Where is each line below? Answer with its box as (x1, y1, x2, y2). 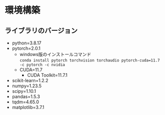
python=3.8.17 (12, 40, 41, 46)
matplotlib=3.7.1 (12, 104, 44, 110)
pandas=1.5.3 (12, 94, 40, 99)
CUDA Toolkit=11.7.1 (27, 72, 68, 78)
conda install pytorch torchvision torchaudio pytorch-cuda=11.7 (19, 58, 160, 63)
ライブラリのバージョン (5, 26, 78, 35)
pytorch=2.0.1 (12, 45, 41, 51)
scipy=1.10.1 (12, 88, 36, 94)
